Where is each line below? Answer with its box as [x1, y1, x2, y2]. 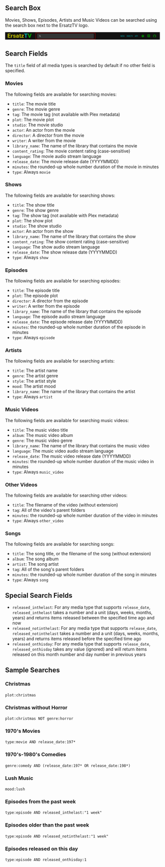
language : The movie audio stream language [12, 153, 102, 159]
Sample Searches [5, 666, 60, 674]
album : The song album [12, 556, 59, 562]
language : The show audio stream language [12, 244, 100, 250]
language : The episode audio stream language [12, 314, 106, 320]
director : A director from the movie [12, 132, 84, 138]
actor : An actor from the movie [12, 127, 75, 133]
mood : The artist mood [12, 383, 56, 389]
